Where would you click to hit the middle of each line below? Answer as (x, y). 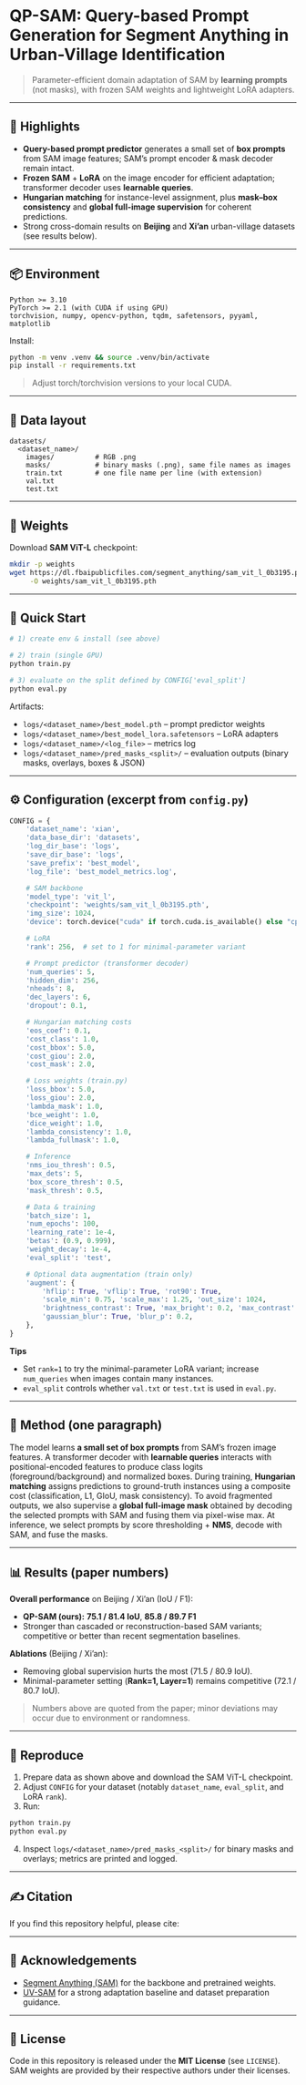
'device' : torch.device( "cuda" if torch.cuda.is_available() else (154, 922)
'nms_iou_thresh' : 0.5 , (71, 1166)
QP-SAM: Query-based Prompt (129, 16)
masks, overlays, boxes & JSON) (84, 763)
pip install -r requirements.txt (73, 365)
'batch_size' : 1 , (59, 1216)
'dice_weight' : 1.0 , (65, 1123)
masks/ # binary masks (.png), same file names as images (158, 466)
